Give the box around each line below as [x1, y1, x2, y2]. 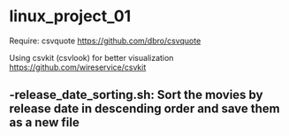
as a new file [9, 115, 80, 130]
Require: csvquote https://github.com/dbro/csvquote [9, 35, 202, 46]
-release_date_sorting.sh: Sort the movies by [9, 87, 263, 102]
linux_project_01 [9, 6, 132, 26]
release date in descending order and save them [9, 102, 280, 117]
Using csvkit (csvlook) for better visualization [9, 52, 174, 63]
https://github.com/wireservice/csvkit [9, 62, 147, 72]
